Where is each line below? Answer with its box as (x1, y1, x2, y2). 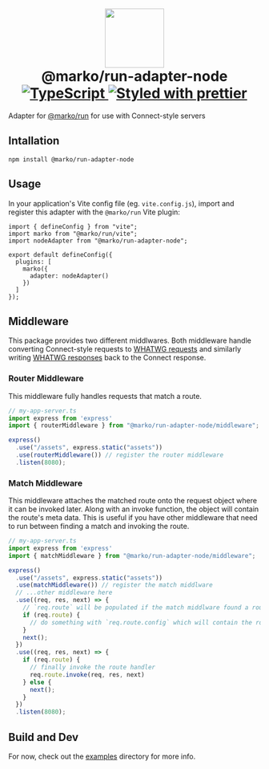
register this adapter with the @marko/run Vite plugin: (8, 207, 180, 217)
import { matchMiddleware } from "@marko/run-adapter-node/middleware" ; (8, 551, 256, 559)
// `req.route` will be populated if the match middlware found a (22, 604, 249, 612)
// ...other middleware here (15, 588, 113, 597)
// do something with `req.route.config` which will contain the (29, 618, 252, 626)
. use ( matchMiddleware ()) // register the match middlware (15, 581, 214, 589)
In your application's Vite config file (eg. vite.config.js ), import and (8, 198, 235, 208)
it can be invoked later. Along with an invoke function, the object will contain (8, 504, 259, 514)
